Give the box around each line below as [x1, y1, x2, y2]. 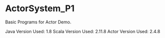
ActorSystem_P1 [5, 3, 75, 14]
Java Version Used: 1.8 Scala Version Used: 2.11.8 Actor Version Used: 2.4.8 [5, 28, 161, 34]
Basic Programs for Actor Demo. [5, 19, 72, 25]
